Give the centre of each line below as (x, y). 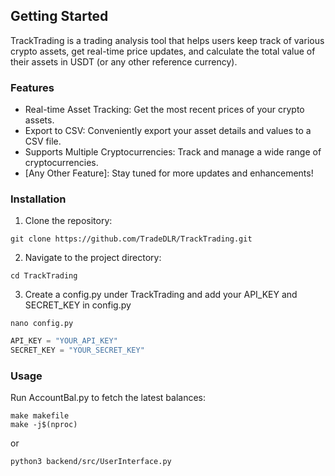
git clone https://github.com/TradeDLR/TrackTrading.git (131, 239)
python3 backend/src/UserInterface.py (91, 462)
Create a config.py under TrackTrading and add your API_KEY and (161, 295)
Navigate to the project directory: (93, 258)
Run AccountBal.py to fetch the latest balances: (108, 398)
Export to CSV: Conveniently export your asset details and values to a (168, 131)
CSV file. (43, 141)
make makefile (40, 416)
